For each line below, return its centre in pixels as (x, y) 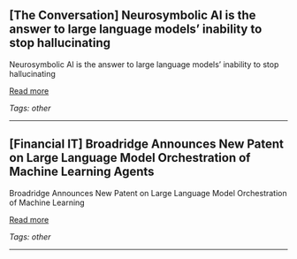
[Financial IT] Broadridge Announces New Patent (147, 145)
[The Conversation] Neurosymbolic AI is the (133, 15)
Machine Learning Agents (82, 172)
